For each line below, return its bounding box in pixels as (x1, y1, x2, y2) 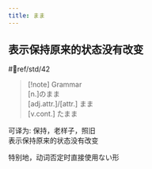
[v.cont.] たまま (27, 109, 78, 119)
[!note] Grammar (27, 80, 82, 90)
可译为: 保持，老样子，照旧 (8, 126, 96, 136)
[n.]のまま (27, 89, 61, 99)
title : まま (8, 11, 45, 20)
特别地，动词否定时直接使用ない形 (8, 152, 120, 163)
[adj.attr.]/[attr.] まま (27, 99, 93, 109)
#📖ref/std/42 (8, 64, 51, 74)
